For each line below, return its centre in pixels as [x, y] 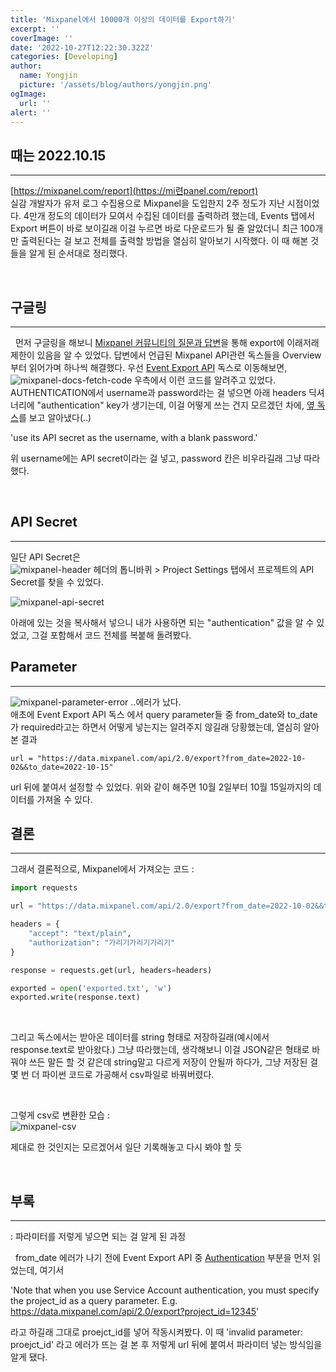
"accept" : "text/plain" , [80, 934]
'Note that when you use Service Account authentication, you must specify [165, 1290]
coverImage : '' [42, 38]
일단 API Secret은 [45, 557]
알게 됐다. [29, 1357]
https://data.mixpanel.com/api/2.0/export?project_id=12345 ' [135, 1312]
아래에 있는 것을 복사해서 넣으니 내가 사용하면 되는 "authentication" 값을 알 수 [162, 622]
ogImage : [28, 94]
